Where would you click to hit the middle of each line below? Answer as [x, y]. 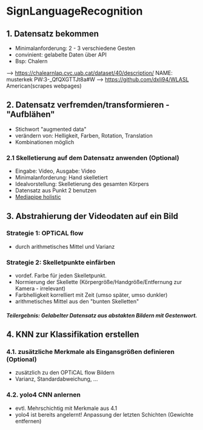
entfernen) [28, 421]
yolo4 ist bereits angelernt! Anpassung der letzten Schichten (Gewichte [104, 414]
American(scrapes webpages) [44, 86]
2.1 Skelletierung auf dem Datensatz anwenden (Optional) [93, 158]
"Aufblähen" [31, 115]
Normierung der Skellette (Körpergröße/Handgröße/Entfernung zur [98, 282]
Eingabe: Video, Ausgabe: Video [55, 171]
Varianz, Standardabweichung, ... [56, 379]
